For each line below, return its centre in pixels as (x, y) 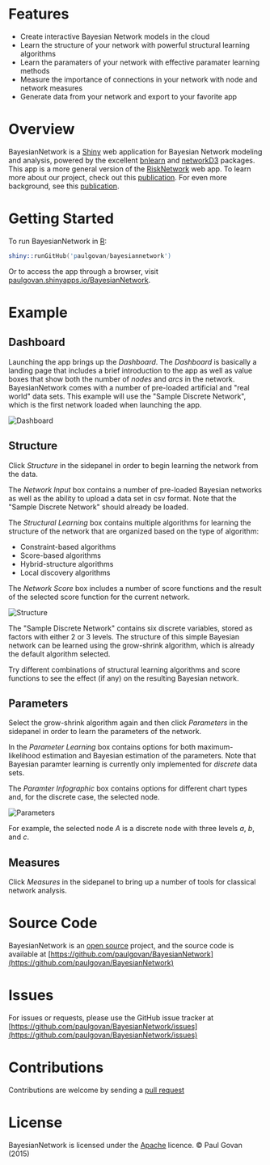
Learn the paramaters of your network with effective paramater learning (140, 62)
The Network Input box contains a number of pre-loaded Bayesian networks (135, 489)
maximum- (215, 747)
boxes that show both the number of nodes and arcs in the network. (122, 379)
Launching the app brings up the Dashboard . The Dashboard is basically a (133, 361)
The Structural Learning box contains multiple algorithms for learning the (130, 522)
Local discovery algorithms (65, 572)
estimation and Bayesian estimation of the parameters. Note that (149, 756)
